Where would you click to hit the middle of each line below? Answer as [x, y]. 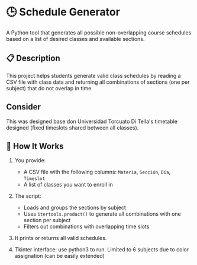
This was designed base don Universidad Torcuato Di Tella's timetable [92, 121]
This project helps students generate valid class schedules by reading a [94, 75]
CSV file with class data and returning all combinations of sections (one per [98, 82]
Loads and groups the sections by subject [75, 208]
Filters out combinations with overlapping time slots [86, 226]
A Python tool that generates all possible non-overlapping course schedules [99, 32]
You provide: [30, 160]
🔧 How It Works [35, 146]
